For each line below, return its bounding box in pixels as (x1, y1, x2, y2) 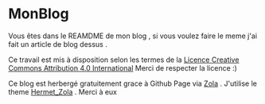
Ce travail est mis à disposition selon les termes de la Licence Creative (8, 55, 240, 64)
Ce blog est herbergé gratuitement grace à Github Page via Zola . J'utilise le (8, 79, 257, 88)
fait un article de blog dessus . (8, 39, 107, 48)
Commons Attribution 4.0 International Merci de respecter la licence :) (8, 63, 237, 72)
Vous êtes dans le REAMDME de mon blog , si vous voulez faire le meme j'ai (8, 31, 257, 40)
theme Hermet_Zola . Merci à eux (8, 87, 118, 96)
